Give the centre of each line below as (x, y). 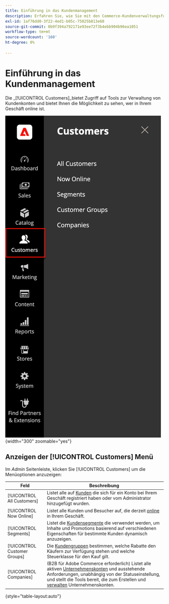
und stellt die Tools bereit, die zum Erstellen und (96, 580)
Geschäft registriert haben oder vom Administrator (99, 498)
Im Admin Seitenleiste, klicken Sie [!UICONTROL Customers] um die (75, 469)
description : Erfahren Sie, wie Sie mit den (53, 16)
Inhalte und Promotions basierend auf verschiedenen (102, 528)
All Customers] (23, 501)
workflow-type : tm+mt (28, 32)
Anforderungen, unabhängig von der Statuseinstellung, (104, 574)
